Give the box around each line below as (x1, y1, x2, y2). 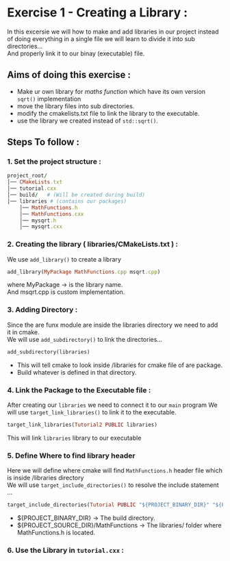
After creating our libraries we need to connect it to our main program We (7, 401, 218, 409)
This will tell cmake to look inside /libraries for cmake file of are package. (16, 361, 223, 369)
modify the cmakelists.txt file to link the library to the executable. (16, 109, 200, 117)
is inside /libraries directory (7, 474, 84, 482)
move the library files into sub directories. (16, 101, 135, 110)
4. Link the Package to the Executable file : (7, 385, 151, 395)
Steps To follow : (7, 136, 80, 148)
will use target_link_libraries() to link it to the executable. (7, 408, 177, 416)
